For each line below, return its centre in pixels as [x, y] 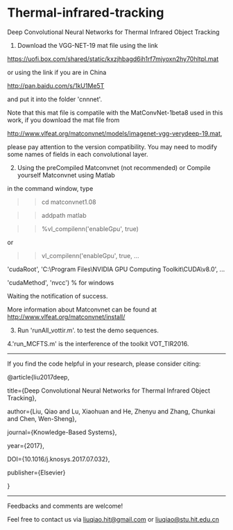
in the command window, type [50, 188]
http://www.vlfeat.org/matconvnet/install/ [66, 316]
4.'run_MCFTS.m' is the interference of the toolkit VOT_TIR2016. [98, 343]
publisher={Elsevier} [36, 472]
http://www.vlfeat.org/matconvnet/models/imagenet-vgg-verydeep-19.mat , [115, 133]
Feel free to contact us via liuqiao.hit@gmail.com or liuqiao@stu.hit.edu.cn [113, 519]
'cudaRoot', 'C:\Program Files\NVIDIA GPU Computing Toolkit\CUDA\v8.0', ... [116, 269]
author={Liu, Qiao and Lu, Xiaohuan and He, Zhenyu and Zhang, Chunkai [111, 411]
